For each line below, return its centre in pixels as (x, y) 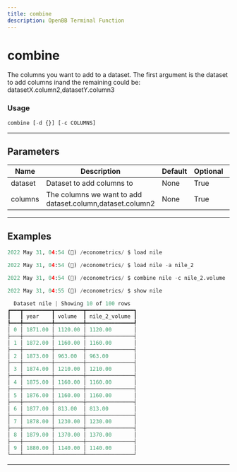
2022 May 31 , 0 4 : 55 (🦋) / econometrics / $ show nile (85, 290)
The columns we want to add (94, 195)
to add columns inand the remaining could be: (74, 83)
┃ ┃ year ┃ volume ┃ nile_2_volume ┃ (72, 317)
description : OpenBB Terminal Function (66, 20)
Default (175, 172)
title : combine (30, 14)
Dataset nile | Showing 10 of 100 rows (72, 303)
